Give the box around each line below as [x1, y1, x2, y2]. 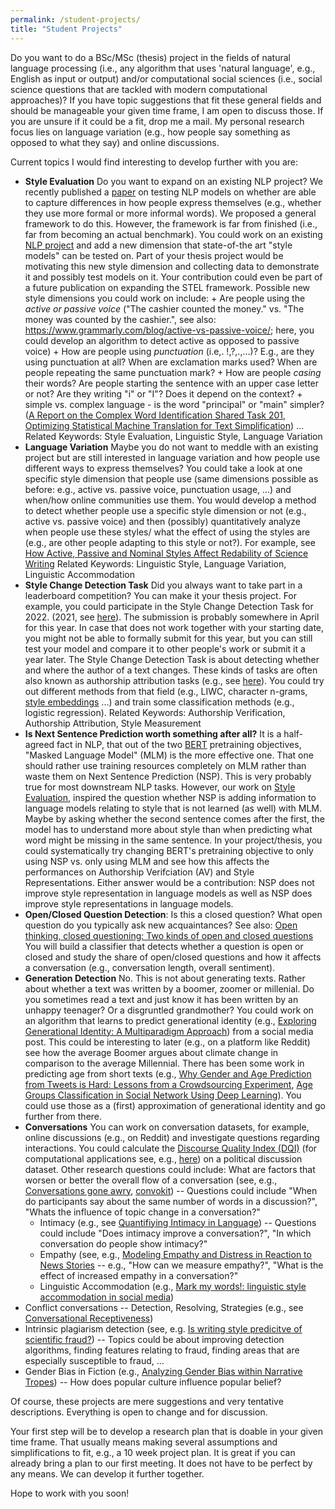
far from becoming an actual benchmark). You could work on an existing [24, 228, 323, 240]
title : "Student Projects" [10, 24, 123, 34]
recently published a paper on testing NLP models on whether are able [24, 186, 317, 198]
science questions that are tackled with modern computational [10, 83, 268, 95]
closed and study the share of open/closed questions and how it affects [24, 951, 322, 963]
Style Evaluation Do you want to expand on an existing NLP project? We [24, 175, 323, 187]
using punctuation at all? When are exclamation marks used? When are [24, 356, 318, 368]
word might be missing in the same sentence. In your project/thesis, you [24, 834, 323, 846]
